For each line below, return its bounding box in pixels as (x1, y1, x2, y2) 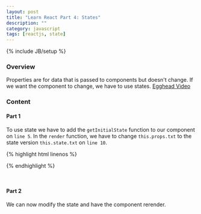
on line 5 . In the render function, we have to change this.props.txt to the (6, 132, 192, 139)
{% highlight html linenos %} (6, 150, 77, 157)
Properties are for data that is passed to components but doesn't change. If (6, 76, 194, 84)
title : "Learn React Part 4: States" (6, 14, 101, 20)
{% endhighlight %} (6, 162, 55, 169)
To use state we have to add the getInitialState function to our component (6, 126, 196, 133)
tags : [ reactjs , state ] (6, 31, 66, 37)
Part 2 (6, 188, 22, 195)
